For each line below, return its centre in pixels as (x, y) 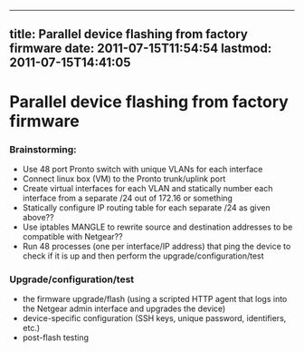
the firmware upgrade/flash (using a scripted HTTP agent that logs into (155, 299)
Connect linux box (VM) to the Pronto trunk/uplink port (124, 179)
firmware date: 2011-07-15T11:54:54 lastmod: (141, 49)
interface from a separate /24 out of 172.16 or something (128, 198)
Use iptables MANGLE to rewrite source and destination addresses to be (157, 227)
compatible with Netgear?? (73, 236)
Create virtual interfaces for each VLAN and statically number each (147, 188)
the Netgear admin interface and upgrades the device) (124, 308)
